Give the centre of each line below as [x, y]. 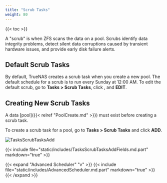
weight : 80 [16, 14]
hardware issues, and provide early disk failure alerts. [60, 49]
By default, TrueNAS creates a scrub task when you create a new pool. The [83, 77]
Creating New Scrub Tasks [47, 103]
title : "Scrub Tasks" [28, 10]
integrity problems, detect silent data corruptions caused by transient [77, 43]
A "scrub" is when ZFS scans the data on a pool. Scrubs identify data [76, 38]
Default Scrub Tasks [37, 65]
